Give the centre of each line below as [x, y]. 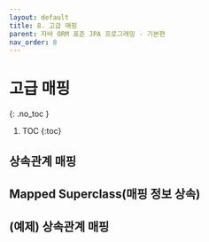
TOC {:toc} [42, 131]
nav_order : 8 [33, 42]
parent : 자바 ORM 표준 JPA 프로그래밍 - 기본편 [87, 34]
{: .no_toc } [29, 114]
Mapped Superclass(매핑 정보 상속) [105, 194]
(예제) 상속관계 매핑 [59, 227]
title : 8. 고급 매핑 [43, 26]
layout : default [39, 17]
